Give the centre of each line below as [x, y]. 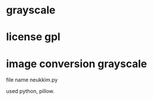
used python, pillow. [30, 91]
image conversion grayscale [77, 63]
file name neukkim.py [32, 80]
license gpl [33, 37]
